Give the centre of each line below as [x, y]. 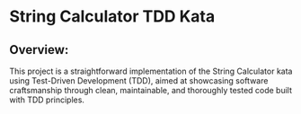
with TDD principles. [47, 100]
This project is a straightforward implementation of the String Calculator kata [151, 71]
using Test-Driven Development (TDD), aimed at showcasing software [139, 81]
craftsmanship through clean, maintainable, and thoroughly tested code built [151, 90]
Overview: [39, 50]
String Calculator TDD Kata [112, 17]
